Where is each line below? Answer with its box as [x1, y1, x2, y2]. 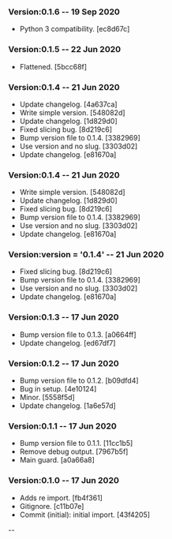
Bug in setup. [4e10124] [19, 384, 97, 394]
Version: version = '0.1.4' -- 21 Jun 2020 [8, 249, 164, 260]
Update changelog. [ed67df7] [19, 338, 116, 347]
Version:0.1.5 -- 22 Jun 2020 [8, 44, 122, 55]
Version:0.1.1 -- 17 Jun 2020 [8, 421, 117, 432]
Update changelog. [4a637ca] [19, 99, 118, 109]
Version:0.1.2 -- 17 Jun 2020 [8, 357, 120, 369]
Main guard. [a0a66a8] [19, 455, 95, 465]
